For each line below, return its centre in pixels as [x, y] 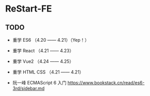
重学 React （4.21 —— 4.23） [43, 51]
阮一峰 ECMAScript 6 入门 [40, 83]
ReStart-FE [28, 9]
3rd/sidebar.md [28, 88]
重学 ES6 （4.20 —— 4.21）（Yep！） [51, 40]
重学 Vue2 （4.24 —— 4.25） [43, 61]
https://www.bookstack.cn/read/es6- [106, 83]
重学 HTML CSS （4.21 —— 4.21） [48, 72]
